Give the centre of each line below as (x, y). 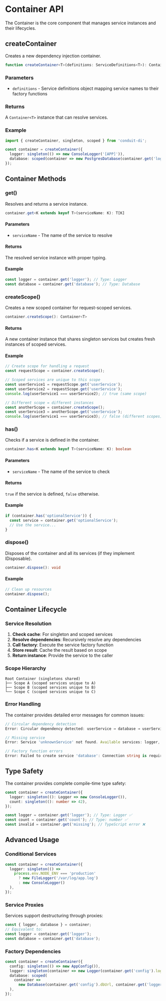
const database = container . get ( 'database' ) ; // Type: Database (73, 284)
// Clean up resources (28, 589)
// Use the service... (33, 525)
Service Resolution (28, 623)
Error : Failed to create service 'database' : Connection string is (76, 756)
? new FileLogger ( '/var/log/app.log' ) (58, 878)
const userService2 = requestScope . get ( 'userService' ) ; (64, 389)
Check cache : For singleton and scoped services (62, 634)
